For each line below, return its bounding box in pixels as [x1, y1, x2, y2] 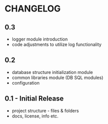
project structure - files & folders [11, 107, 79, 113]
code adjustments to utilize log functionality [11, 41, 102, 47]
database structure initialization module [11, 69, 93, 75]
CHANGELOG [4, 3, 61, 14]
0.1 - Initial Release [4, 94, 64, 103]
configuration [11, 79, 40, 85]
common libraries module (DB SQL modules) [11, 74, 104, 80]
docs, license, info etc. [11, 113, 59, 119]
